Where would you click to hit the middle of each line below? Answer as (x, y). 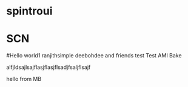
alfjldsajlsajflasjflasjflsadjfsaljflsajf (49, 67)
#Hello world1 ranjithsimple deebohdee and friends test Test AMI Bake (94, 56)
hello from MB (24, 79)
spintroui (29, 11)
